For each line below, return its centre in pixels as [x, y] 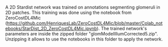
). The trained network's [122, 28]
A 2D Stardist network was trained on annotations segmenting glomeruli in [83, 7]
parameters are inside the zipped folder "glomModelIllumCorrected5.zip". [82, 34]
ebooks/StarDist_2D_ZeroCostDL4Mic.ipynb [51, 28]
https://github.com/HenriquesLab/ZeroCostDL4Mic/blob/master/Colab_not [85, 23]
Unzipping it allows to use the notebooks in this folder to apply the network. [84, 39]
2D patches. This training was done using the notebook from [68, 12]
